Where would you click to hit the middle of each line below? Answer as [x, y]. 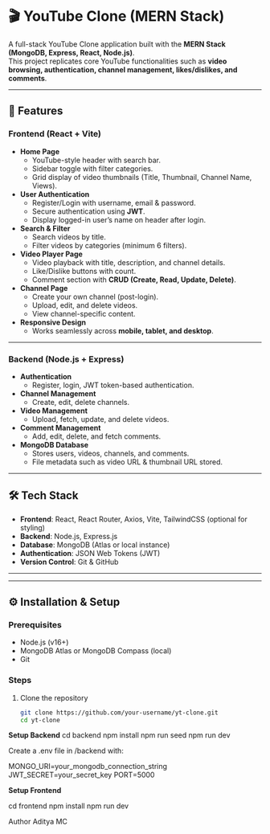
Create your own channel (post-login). [95, 296]
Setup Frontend [35, 791]
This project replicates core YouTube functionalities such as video [118, 61]
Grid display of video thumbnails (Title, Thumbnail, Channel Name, [142, 177]
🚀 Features [36, 111]
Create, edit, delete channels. [81, 402]
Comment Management [60, 427]
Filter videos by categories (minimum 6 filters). [109, 245]
